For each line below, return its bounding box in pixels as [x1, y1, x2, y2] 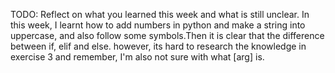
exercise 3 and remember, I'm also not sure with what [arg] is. [10, 51, 265, 63]
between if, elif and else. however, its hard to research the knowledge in [10, 40, 307, 52]
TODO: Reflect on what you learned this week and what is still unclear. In [10, 9, 310, 20]
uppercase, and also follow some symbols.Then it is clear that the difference [10, 30, 325, 41]
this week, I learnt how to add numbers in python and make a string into [10, 19, 306, 31]
